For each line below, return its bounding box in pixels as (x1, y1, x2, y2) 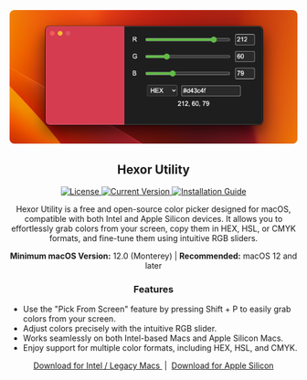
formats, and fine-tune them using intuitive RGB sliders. (48, 233, 259, 244)
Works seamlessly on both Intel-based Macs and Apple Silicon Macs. (22, 332, 284, 343)
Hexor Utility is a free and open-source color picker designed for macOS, (16, 204, 291, 215)
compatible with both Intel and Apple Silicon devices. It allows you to (24, 214, 283, 225)
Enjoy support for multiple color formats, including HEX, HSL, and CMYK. (22, 343, 298, 354)
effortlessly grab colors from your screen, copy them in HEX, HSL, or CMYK (10, 223, 297, 234)
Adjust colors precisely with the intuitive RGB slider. (22, 323, 217, 334)
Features (133, 283, 174, 296)
